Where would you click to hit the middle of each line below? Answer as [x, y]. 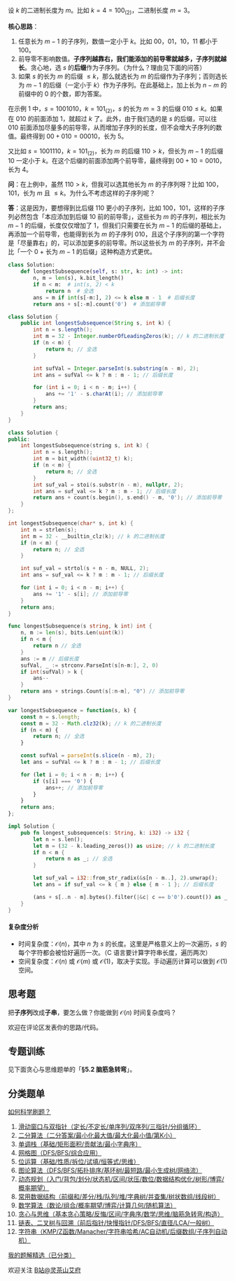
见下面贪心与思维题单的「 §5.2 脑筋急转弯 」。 [72, 1070]
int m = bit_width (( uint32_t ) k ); [83, 459]
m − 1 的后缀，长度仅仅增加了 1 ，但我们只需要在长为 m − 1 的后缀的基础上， [116, 225]
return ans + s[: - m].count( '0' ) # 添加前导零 [100, 304]
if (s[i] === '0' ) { [63, 781]
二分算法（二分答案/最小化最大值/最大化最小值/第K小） [97, 1135]
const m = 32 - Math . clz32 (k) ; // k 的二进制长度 [91, 723]
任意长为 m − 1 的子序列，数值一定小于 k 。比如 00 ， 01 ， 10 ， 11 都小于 [118, 41]
